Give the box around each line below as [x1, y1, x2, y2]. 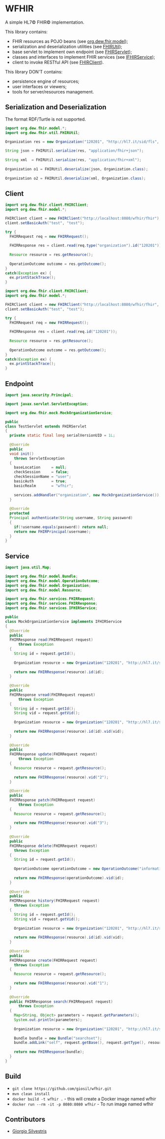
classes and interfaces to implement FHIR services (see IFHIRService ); [12, 54, 156, 60]
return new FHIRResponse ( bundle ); [14, 1049, 84, 1054]
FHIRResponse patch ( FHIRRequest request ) [9, 798, 96, 803]
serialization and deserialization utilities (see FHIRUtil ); [12, 43, 123, 49]
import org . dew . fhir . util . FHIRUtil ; [5, 130, 80, 135]
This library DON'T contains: [5, 68, 63, 74]
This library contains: [5, 29, 48, 34]
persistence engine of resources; [12, 78, 80, 84]
